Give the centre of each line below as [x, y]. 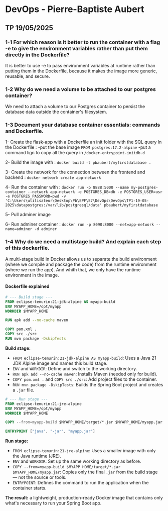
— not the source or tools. [39, 477]
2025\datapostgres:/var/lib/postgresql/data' [53, 205]
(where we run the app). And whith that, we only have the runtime [73, 269]
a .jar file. [23, 390]
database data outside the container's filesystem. [56, 112]
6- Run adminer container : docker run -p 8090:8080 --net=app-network [79, 224]
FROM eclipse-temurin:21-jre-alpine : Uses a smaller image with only [84, 451]
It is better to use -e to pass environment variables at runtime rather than [80, 65]
